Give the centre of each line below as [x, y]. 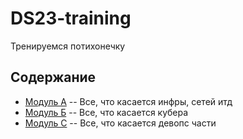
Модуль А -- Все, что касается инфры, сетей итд [128, 101]
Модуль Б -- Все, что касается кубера [106, 112]
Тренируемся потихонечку [68, 46]
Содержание [53, 77]
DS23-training [71, 18]
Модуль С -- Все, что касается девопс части [120, 123]
